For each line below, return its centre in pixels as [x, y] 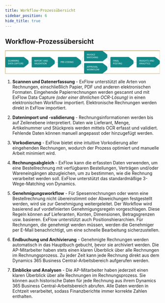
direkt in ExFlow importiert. [40, 108]
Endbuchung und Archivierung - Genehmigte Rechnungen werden [80, 239]
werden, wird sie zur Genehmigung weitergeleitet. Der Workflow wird [82, 204]
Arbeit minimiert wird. [34, 153]
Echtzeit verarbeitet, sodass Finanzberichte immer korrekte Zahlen [80, 291]
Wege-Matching [28, 184]
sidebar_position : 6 [26, 16]
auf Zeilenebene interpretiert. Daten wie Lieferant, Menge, [71, 122]
